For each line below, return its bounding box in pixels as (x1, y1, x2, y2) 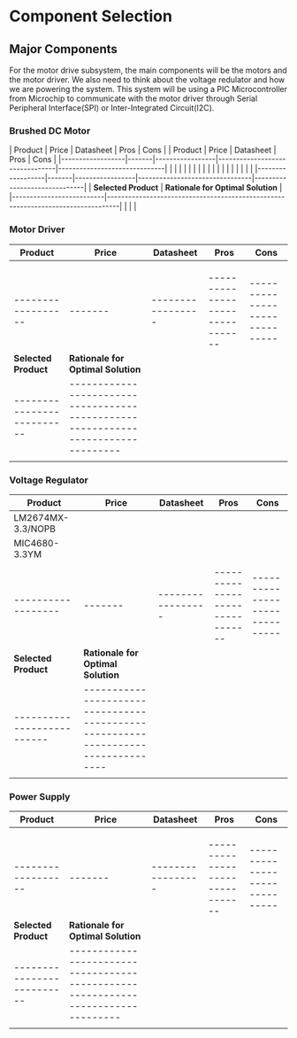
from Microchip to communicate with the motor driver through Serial (9, 93, 258, 104)
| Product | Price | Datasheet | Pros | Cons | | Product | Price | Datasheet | (9, 144, 277, 156)
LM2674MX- (13, 511, 70, 523)
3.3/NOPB (13, 523, 56, 535)
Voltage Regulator (9, 474, 88, 486)
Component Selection (9, 6, 172, 27)
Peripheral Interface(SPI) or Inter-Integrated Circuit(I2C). (9, 103, 215, 112)
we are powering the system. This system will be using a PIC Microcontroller (9, 84, 288, 94)
